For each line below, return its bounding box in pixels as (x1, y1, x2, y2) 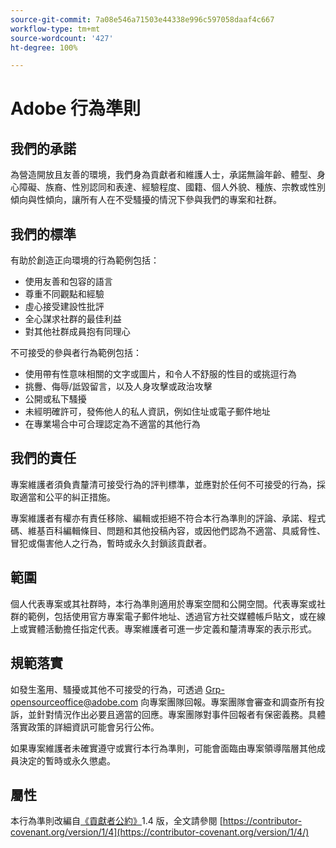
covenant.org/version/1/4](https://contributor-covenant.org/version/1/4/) (10, 826, 310, 838)
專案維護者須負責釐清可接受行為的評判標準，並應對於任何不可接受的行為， (10, 478, 317, 490)
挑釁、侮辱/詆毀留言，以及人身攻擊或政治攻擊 (24, 381, 213, 393)
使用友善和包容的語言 (24, 276, 113, 288)
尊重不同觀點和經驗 (24, 288, 105, 300)
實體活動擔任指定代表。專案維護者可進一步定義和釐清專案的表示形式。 (27, 622, 317, 635)
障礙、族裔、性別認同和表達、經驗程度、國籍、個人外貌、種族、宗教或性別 (18, 181, 326, 193)
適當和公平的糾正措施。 (18, 491, 116, 503)
